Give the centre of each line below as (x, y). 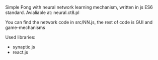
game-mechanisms (25, 27)
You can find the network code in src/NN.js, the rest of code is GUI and (79, 22)
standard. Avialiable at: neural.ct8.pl (42, 12)
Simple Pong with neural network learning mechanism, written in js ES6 (79, 7)
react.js (20, 52)
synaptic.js (24, 47)
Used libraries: (20, 37)
